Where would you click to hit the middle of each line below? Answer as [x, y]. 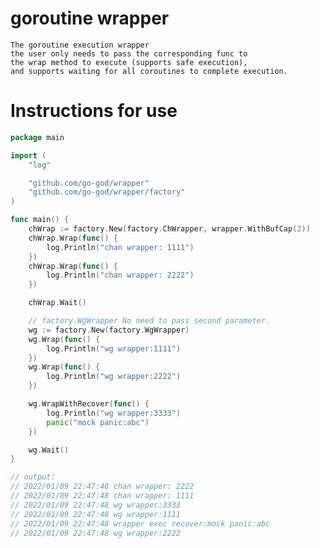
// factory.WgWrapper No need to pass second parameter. [149, 321]
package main [37, 137]
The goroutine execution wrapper [80, 45]
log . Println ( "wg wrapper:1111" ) [114, 348]
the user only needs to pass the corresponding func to [129, 53]
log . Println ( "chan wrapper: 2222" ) [120, 275]
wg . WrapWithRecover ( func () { [89, 404]
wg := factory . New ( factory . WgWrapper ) [109, 330]
